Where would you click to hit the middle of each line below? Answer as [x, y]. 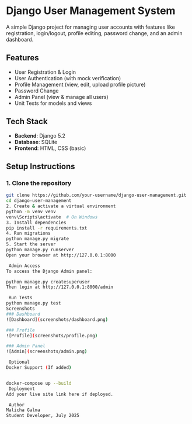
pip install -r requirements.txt [47, 228]
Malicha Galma [23, 410]
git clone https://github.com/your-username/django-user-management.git [96, 195]
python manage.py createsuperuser [48, 282]
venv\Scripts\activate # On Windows [52, 217]
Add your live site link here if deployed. [60, 394]
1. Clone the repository [39, 183]
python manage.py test [34, 303]
